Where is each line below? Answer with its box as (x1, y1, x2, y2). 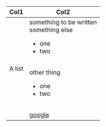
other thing (29, 68, 61, 77)
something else (29, 26, 73, 34)
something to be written (29, 18, 97, 26)
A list (9, 64, 24, 72)
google (29, 111, 50, 119)
